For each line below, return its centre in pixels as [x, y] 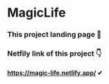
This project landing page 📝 [54, 35]
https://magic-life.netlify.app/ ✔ [55, 73]
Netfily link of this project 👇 [54, 53]
